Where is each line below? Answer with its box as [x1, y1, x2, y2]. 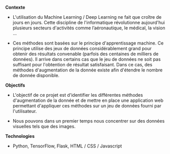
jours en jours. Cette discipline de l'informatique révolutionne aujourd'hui [12, 20, 165, 25]
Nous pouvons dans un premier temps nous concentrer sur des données [12, 118, 165, 124]
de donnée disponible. [12, 72, 60, 78]
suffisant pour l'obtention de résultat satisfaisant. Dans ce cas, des [12, 62, 153, 67]
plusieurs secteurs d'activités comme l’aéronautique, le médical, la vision [12, 25, 165, 31]
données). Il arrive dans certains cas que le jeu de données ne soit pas [12, 56, 161, 62]
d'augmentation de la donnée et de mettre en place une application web [12, 97, 164, 103]
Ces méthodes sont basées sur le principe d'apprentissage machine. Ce [12, 40, 164, 46]
